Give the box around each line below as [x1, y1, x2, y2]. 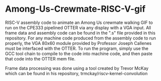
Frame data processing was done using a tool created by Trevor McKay [5, 65, 149, 71]
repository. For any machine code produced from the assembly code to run [5, 35, 156, 41]
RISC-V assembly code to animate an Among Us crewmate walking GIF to [5, 20, 153, 25]
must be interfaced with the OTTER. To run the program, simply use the [5, 45, 149, 51]
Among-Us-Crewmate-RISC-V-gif [5, 3, 146, 15]
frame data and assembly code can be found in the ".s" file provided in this [5, 30, 156, 36]
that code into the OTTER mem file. [5, 56, 76, 61]
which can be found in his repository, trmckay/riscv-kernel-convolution [5, 70, 148, 76]
